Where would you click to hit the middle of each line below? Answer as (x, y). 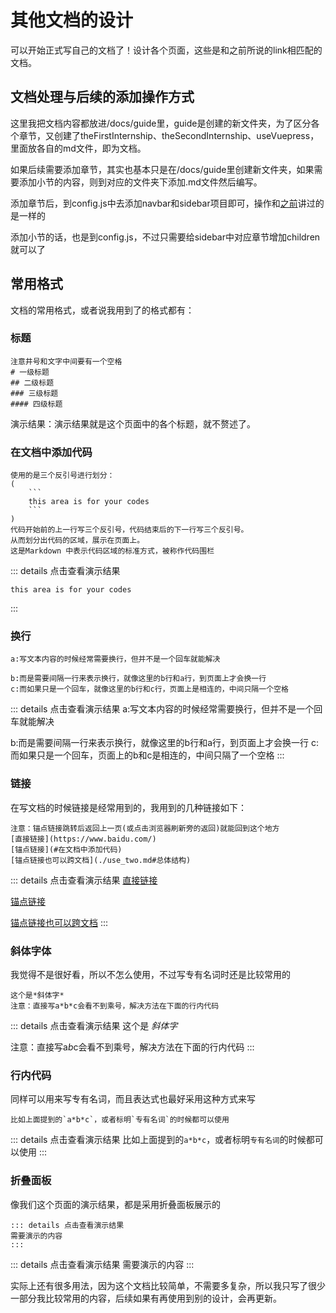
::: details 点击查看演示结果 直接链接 (84, 880)
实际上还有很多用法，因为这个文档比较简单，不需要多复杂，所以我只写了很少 (168, 1285)
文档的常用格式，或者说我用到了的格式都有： (102, 310)
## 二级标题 (32, 382)
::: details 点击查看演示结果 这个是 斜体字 (94, 1026)
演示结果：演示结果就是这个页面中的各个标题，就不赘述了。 (133, 423)
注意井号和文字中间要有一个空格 (66, 361)
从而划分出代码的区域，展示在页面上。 (77, 541)
